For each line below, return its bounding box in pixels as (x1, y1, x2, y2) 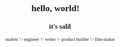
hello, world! (31, 3, 80, 13)
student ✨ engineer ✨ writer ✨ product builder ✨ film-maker (5, 36, 115, 42)
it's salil (49, 22, 71, 30)
